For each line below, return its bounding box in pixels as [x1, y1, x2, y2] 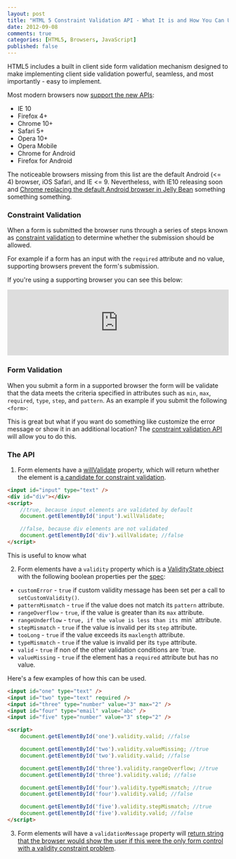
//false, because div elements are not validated [20, 525, 169, 532]
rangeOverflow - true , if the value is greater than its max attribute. [17, 608, 204, 617]
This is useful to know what [7, 551, 86, 559]
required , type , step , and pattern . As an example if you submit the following [7, 396, 227, 405]
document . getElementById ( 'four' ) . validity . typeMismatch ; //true [20, 784, 212, 791]
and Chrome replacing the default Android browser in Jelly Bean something [7, 185, 226, 193]
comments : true [7, 29, 52, 37]
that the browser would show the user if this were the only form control [17, 837, 223, 845]
